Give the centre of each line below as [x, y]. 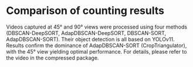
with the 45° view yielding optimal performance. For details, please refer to [97, 51]
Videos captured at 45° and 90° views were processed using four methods [97, 27]
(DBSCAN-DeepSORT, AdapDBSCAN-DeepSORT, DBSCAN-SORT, [86, 33]
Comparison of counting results [85, 11]
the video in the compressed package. [53, 58]
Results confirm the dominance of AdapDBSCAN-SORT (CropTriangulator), [97, 45]
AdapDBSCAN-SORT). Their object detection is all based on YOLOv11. [90, 39]
